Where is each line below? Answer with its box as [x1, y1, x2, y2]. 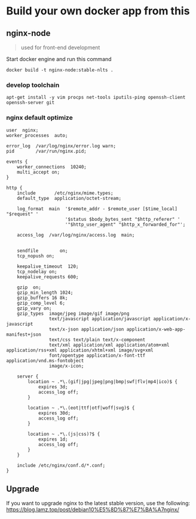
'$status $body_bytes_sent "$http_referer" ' [65, 216, 180, 222]
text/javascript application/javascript [48, 315, 151, 321]
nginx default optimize [6, 114, 73, 122]
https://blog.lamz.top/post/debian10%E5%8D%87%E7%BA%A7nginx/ [6, 506, 179, 513]
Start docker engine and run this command [6, 56, 112, 62]
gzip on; [17, 284, 42, 290]
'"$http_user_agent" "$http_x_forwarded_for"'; [65, 221, 186, 227]
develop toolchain [6, 81, 60, 89]
